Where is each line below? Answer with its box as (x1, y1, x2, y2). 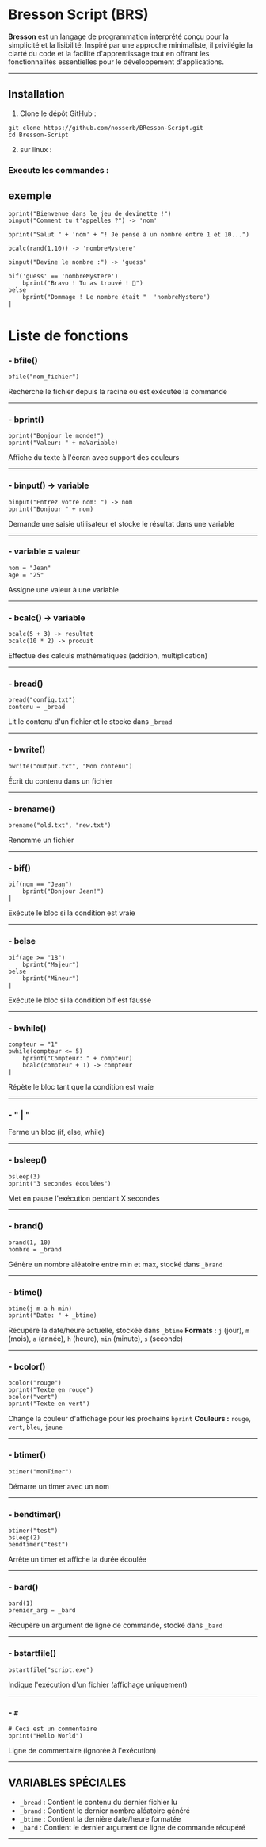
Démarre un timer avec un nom (8, 1481, 109, 1491)
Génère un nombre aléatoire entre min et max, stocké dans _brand (8, 1259, 223, 1269)
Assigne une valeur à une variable (8, 584, 120, 594)
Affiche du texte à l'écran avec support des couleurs (8, 453, 180, 462)
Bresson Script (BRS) (8, 6, 149, 24)
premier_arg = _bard (8, 1607, 77, 1615)
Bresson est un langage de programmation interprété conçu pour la (8, 32, 230, 41)
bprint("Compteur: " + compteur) (22, 1054, 133, 1062)
